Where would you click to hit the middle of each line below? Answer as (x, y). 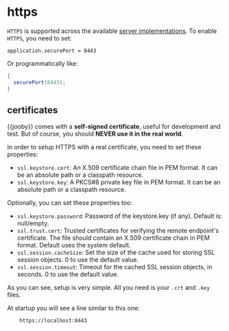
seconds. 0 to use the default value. (68, 274)
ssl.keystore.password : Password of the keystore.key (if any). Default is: (120, 216)
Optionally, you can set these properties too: (70, 203)
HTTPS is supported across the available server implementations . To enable (112, 31)
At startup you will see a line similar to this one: (74, 308)
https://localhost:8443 (53, 321)
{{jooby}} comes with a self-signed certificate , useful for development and (114, 127)
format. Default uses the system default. (74, 245)
